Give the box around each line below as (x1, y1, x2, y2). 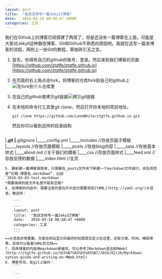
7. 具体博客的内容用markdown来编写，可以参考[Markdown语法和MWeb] (5, 247, 128, 251)
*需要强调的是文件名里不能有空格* (5, 181, 64, 186)
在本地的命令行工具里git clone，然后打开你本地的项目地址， (12, 104, 132, 110)
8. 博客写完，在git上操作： (5, 260, 54, 265)
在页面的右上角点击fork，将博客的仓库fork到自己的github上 (12, 77, 130, 83)
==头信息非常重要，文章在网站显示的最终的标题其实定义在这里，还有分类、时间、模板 (5, 236, 150, 241)
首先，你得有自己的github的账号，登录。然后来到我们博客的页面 (12, 57, 139, 63)
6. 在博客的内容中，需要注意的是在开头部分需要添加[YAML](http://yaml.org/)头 (5, 186, 150, 191)
